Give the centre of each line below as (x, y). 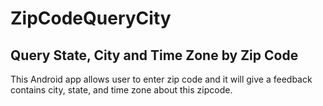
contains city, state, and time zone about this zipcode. (121, 90)
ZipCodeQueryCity (91, 18)
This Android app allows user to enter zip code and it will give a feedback (161, 79)
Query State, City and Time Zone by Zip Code (154, 55)
